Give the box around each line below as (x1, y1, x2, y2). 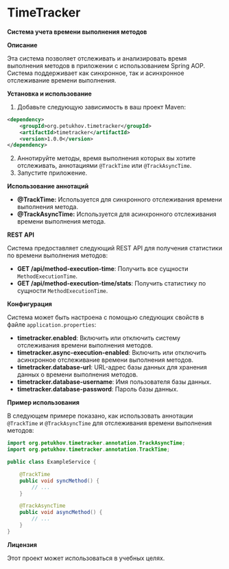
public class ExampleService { (7, 459, 97, 466)
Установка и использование (7, 89, 93, 98)
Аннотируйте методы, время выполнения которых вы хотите (16, 154, 196, 162)
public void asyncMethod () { (19, 509, 103, 516)
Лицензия (7, 540, 38, 548)
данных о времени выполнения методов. (16, 370, 138, 379)
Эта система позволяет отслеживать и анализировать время (7, 54, 187, 63)
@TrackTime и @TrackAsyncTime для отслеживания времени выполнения (7, 419, 213, 427)
